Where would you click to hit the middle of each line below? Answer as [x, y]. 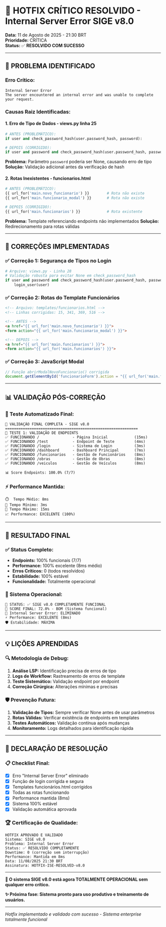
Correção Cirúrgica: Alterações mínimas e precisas [65, 687]
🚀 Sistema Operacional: [34, 594]
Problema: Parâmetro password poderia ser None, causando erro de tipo [79, 162]
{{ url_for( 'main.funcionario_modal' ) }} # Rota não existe [75, 198]
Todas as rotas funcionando [41, 792]
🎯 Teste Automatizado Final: [40, 414]
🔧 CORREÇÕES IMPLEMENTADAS [57, 247]
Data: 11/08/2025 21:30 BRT [34, 861]
